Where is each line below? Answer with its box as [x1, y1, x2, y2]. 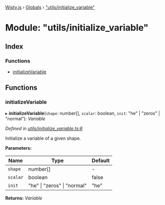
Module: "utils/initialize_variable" [5, 22, 149, 33]
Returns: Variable [5, 195, 43, 201]
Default [91, 157, 110, 164]
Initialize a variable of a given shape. [5, 135, 81, 141]
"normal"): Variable [5, 115, 45, 121]
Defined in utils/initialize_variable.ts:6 [5, 125, 83, 131]
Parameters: [5, 145, 32, 151]
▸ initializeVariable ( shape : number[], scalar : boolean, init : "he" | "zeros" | [5, 110, 160, 116]
